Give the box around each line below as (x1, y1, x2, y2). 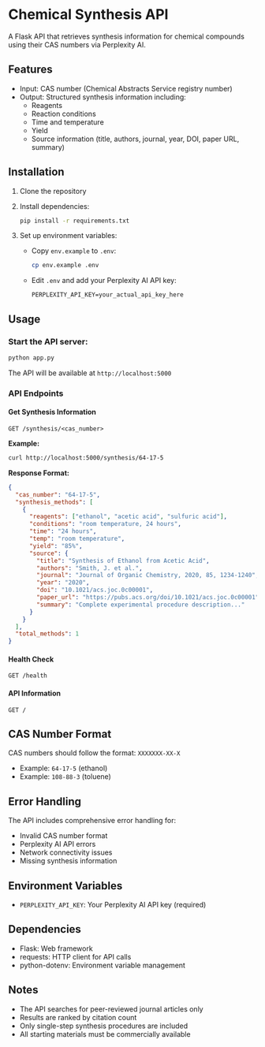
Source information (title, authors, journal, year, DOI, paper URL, (31, 134, 240, 143)
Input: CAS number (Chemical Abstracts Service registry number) (19, 84, 233, 93)
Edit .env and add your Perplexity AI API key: (31, 276, 177, 285)
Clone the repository (19, 186, 87, 196)
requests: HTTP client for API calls (19, 952, 132, 961)
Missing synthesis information (19, 856, 118, 866)
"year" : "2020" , (36, 579, 90, 587)
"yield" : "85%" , (28, 542, 83, 550)
